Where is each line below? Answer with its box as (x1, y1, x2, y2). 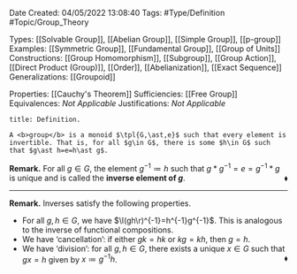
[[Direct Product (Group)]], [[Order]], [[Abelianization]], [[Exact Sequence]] (9, 62, 283, 72)
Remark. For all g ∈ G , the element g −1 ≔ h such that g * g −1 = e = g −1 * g (9, 162, 280, 173)
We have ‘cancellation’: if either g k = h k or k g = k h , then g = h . (21, 233, 251, 244)
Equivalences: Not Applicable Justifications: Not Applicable (9, 98, 226, 109)
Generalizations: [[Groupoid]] (9, 72, 117, 82)
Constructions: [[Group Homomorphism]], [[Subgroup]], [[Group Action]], (9, 53, 277, 63)
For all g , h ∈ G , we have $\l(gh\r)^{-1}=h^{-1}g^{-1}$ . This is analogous (21, 215, 283, 225)
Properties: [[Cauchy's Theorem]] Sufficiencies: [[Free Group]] (9, 88, 238, 99)
